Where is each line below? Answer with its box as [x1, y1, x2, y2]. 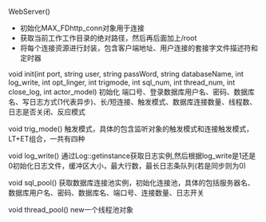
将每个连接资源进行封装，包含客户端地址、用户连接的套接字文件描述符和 [19, 43, 258, 53]
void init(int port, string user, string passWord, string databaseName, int [8, 69, 244, 78]
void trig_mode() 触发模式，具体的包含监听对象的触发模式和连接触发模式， [8, 124, 254, 133]
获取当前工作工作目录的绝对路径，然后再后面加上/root [19, 34, 197, 42]
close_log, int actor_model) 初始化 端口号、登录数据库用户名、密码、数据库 [8, 87, 256, 97]
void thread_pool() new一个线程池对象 [8, 205, 133, 214]
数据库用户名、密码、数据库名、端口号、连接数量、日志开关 [8, 188, 204, 197]
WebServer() [8, 7, 50, 16]
